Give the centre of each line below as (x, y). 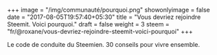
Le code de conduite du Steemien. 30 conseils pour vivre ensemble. (104, 44)
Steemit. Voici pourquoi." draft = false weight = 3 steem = (88, 24)
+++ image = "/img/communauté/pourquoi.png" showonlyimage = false (109, 10)
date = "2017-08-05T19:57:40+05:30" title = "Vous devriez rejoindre (104, 17)
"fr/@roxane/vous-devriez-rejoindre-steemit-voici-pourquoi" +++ (100, 31)
